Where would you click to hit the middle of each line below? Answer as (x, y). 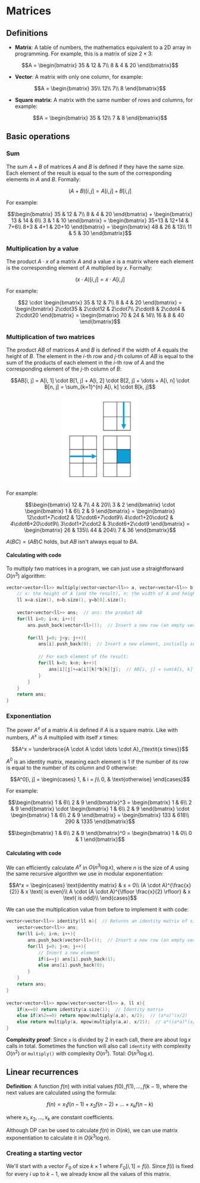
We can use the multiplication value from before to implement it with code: (97, 910)
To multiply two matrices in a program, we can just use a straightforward (95, 568)
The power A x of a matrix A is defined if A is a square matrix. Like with (92, 729)
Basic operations (38, 136)
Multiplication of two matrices (51, 337)
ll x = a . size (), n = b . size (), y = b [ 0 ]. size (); (72, 600)
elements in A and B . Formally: (43, 179)
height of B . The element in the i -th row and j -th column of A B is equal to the (100, 356)
